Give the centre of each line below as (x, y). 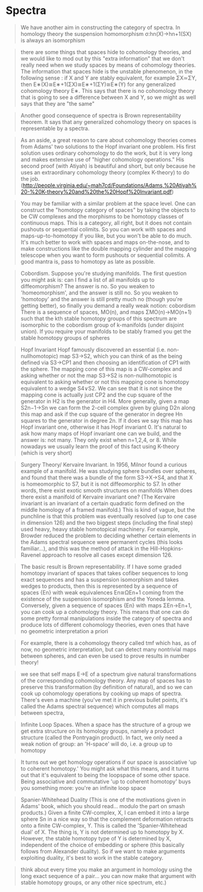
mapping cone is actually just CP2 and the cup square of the (96, 395)
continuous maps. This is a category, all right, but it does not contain (106, 223)
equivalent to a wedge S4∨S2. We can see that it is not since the (101, 388)
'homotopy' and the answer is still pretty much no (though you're (101, 299)
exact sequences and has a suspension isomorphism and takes (100, 579)
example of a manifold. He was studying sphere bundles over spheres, (108, 471)
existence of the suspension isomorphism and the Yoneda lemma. (103, 599)
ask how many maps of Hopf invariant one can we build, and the (101, 433)
